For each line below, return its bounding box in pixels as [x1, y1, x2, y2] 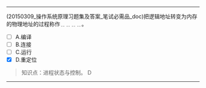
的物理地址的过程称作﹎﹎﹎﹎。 [6, 21, 87, 27]
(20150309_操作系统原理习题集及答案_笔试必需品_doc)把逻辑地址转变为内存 [6, 13, 198, 20]
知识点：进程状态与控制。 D [21, 69, 92, 76]
